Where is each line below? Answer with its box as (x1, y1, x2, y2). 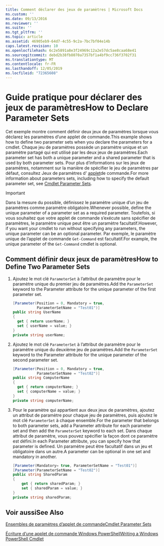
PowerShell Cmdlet (5, 536, 44, 542)
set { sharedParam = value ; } (21, 486, 83, 491)
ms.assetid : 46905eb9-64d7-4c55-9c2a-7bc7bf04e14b (5, 39, 110, 44)
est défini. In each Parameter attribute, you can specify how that (12, 438, 141, 444)
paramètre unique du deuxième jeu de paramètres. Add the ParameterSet (12, 346, 158, 352)
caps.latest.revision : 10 (5, 43, 58, 48)
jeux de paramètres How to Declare (5, 102, 149, 113)
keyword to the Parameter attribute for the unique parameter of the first (12, 286, 156, 292)
